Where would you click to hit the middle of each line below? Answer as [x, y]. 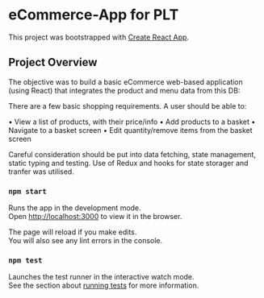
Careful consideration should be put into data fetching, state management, [132, 154]
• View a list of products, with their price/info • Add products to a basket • [132, 122]
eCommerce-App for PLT [94, 15]
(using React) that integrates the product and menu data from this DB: [124, 90]
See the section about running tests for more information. [104, 286]
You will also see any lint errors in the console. [86, 241]
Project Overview [53, 62]
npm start [27, 191]
